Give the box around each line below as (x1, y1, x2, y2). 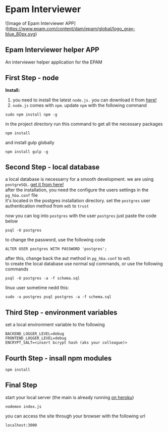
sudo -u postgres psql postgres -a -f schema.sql (5, 294, 112, 300)
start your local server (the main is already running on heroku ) (5, 394, 134, 400)
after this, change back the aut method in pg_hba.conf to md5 (5, 255, 130, 261)
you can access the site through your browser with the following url (5, 413, 145, 419)
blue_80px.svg (5, 31, 36, 37)
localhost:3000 (5, 422, 37, 427)
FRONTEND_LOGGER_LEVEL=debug (5, 336, 67, 341)
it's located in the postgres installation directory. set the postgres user (5, 198, 150, 204)
